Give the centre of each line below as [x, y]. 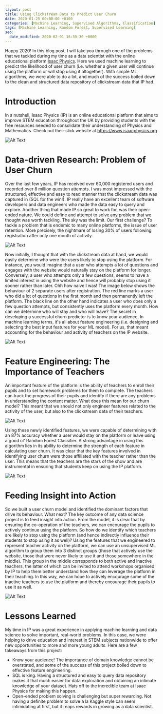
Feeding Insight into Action [61, 495]
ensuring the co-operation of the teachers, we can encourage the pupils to [80, 525]
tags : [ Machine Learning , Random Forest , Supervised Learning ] [71, 28]
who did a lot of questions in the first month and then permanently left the [79, 296]
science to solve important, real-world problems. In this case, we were [76, 634]
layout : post [18, 10]
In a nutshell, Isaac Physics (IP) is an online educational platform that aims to [82, 115]
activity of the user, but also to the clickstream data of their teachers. [74, 411]
